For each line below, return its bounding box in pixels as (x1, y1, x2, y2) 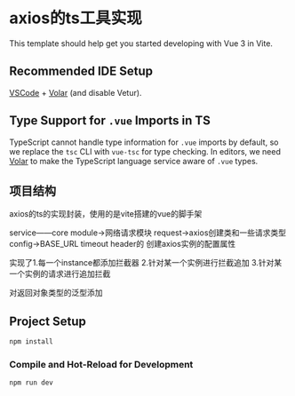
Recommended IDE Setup (9, 64, 154, 79)
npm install (9, 337, 53, 346)
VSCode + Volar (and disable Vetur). (9, 87, 142, 98)
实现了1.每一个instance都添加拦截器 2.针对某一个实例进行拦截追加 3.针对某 (9, 257, 283, 268)
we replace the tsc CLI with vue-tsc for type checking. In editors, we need (9, 146, 282, 156)
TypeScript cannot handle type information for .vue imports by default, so (9, 137, 279, 147)
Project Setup (9, 313, 87, 329)
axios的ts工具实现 (9, 8, 142, 28)
